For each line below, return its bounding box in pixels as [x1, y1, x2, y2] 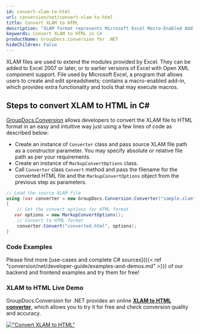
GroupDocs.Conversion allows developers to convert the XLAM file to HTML [6, 116, 193, 124]
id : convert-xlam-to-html [6, 8, 70, 15]
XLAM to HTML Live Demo [6, 283, 84, 292]
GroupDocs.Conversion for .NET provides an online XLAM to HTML [6, 297, 171, 304]
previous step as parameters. [14, 178, 87, 185]
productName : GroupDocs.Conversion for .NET [6, 36, 118, 42]
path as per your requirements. [14, 153, 91, 160]
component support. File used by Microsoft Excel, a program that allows [6, 71, 183, 78]
